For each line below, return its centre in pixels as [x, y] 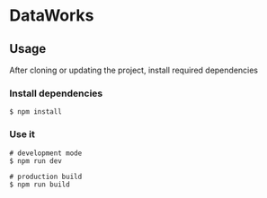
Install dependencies [56, 93]
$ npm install [36, 112]
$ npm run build [40, 185]
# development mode [46, 153]
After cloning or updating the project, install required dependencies [134, 70]
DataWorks [52, 16]
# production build [46, 176]
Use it [22, 134]
